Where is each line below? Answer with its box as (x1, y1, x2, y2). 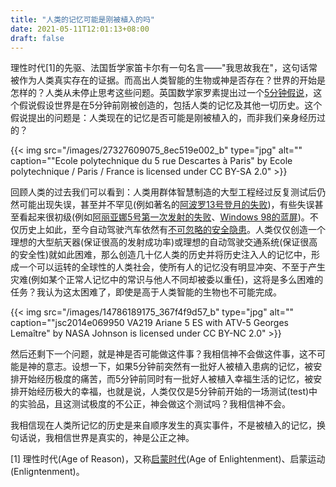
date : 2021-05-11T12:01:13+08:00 (10, 24, 150, 34)
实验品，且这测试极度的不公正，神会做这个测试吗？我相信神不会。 (18, 398, 291, 410)
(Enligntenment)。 (10, 466, 85, 478)
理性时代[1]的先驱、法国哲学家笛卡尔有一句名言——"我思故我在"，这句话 (10, 62, 309, 74)
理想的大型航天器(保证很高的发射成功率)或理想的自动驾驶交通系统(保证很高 (10, 236, 318, 248)
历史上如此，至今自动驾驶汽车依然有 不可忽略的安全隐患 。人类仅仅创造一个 (18, 224, 326, 236)
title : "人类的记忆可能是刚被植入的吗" (10, 14, 155, 25)
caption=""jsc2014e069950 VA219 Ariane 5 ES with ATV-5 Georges (10, 317, 289, 329)
